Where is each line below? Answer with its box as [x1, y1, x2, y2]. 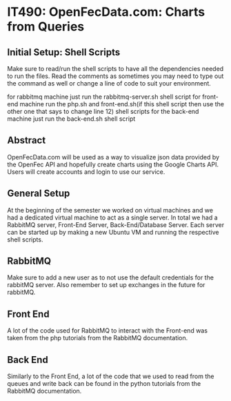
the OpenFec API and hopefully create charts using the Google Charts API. [7, 160, 219, 168]
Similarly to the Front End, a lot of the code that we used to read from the [7, 372, 214, 380]
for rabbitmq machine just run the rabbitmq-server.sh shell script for [7, 92, 201, 101]
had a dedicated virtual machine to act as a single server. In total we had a [7, 213, 219, 222]
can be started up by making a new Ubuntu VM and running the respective [7, 228, 219, 236]
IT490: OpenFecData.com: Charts [7, 4, 205, 20]
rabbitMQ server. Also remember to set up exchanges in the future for [7, 281, 205, 289]
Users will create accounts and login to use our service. [7, 167, 165, 176]
